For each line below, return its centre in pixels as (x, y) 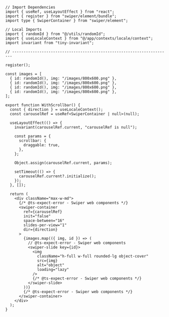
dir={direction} (41, 230)
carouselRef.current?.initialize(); (57, 176)
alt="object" (51, 265)
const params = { (33, 136)
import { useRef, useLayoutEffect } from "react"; (60, 12)
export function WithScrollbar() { (43, 105)
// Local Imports (24, 29)
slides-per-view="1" (45, 225)
